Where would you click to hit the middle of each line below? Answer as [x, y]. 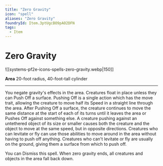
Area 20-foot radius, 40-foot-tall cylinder [46, 78]
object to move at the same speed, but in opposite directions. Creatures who [81, 128]
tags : [10, 28]
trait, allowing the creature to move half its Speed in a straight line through [79, 103]
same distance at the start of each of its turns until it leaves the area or [76, 113]
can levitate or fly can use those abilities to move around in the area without [81, 134]
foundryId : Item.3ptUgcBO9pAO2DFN [40, 23]
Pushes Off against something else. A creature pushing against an [71, 118]
